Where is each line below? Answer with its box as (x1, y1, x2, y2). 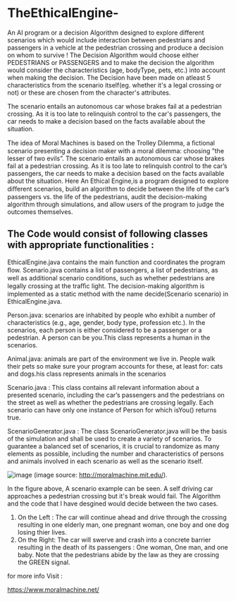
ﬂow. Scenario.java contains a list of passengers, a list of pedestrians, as (7, 266, 218, 274)
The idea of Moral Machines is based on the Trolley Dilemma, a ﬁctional (7, 138, 216, 147)
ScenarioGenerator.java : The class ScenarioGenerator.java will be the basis (7, 427, 228, 435)
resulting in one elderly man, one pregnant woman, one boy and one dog (17, 520, 230, 529)
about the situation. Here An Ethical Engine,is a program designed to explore (7, 177, 229, 185)
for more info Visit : (7, 571, 63, 580)
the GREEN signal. (17, 558, 70, 566)
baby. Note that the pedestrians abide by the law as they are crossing (17, 550, 220, 559)
